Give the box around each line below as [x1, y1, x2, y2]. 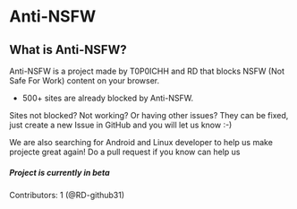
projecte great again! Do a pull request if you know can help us [9, 146, 241, 157]
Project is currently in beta [9, 167, 110, 178]
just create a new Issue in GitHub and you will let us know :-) [9, 119, 233, 130]
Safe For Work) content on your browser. [9, 75, 160, 86]
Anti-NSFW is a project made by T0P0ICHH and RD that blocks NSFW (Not [9, 65, 284, 76]
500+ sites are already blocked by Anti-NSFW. [21, 92, 194, 103]
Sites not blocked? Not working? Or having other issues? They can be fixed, [9, 110, 289, 120]
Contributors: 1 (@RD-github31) [9, 189, 125, 200]
